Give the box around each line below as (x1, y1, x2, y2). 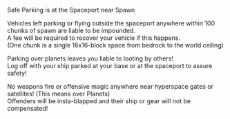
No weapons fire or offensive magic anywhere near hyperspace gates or (7, 83, 214, 90)
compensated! (7, 105, 48, 112)
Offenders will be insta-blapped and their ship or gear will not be (7, 97, 191, 105)
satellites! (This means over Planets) (7, 89, 111, 98)
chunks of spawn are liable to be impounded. (7, 27, 136, 34)
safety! (7, 69, 27, 77)
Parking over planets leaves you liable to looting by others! (7, 54, 174, 63)
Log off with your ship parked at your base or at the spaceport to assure (7, 62, 213, 69)
